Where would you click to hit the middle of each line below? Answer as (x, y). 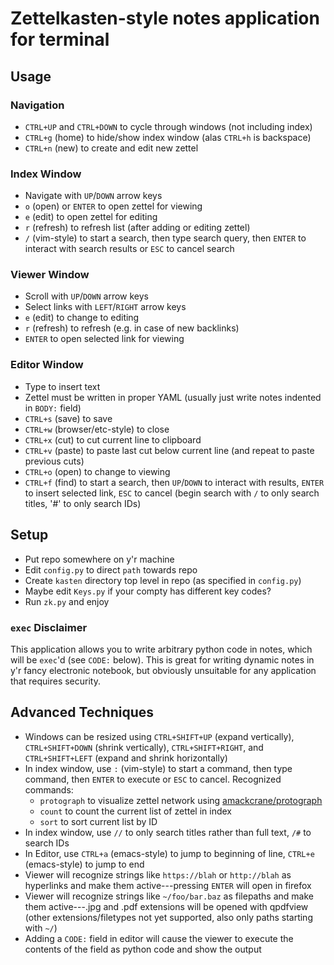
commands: (49, 789)
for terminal (60, 39)
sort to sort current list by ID (98, 821)
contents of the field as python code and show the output (143, 949)
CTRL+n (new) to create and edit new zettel (111, 148)
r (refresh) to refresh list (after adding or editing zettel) (137, 228)
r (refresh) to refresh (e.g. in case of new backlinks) (132, 328)
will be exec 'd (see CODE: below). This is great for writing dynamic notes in (162, 659)
